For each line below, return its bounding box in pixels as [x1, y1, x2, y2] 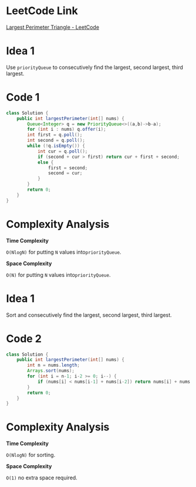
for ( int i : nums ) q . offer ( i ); [27, 127, 107, 132]
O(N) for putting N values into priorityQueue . [6, 271, 111, 278]
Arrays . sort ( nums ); [27, 368, 75, 374]
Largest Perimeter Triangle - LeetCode [6, 24, 100, 31]
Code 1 [6, 91, 40, 104]
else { [37, 159, 54, 165]
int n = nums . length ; [27, 362, 80, 369]
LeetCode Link [6, 4, 78, 18]
